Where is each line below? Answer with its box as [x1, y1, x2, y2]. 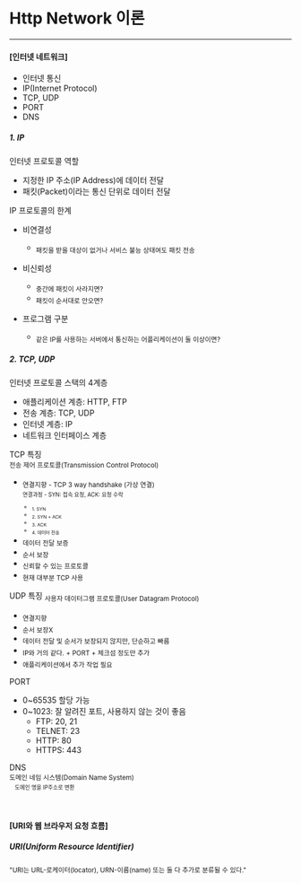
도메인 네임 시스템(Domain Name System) [9, 773, 134, 782]
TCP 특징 [9, 450, 42, 460]
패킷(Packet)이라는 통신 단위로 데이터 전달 [21, 186, 171, 197]
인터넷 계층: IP [21, 419, 73, 430]
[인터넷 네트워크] [9, 51, 69, 62]
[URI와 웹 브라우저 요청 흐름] [9, 820, 108, 831]
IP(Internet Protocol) [21, 83, 98, 94]
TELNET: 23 [35, 725, 81, 736]
